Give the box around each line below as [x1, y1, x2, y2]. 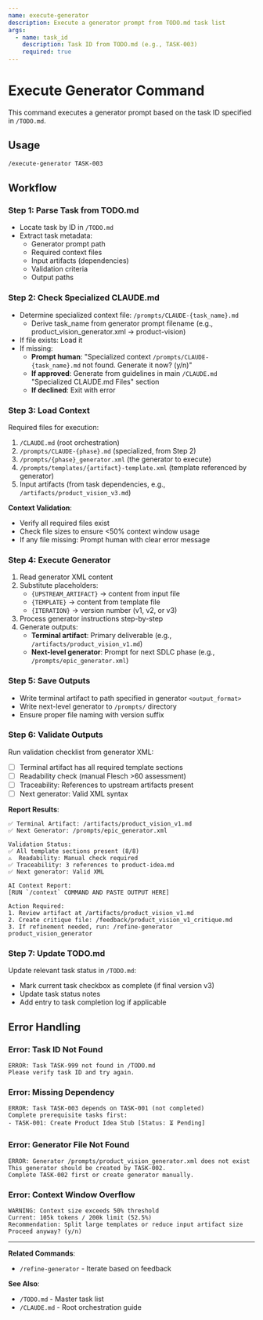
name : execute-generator [8, 11, 89, 20]
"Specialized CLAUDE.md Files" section [31, 377, 160, 386]
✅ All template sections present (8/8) [8, 848, 139, 855]
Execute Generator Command [8, 82, 205, 100]
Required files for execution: [8, 422, 99, 432]
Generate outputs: [19, 622, 78, 632]
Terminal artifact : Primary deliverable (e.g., [31, 631, 172, 640]
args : [8, 26, 26, 34]
